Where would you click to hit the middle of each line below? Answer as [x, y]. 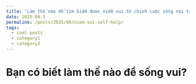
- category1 [26, 38]
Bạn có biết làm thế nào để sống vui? [97, 72]
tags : [13, 28]
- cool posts [27, 33]
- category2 [26, 44]
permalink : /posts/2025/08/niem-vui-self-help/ [65, 22]
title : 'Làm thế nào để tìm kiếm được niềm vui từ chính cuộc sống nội [95, 11]
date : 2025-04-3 [26, 17]
